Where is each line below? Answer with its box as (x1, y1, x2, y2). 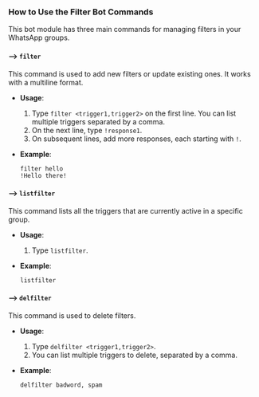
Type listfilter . (31, 246, 88, 255)
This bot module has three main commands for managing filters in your (8, 25, 241, 34)
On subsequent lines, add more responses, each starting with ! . (31, 134, 241, 143)
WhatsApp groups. (8, 33, 70, 42)
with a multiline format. (8, 77, 84, 87)
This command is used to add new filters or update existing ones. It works (8, 69, 251, 78)
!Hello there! (19, 171, 67, 179)
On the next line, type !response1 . (31, 125, 143, 135)
